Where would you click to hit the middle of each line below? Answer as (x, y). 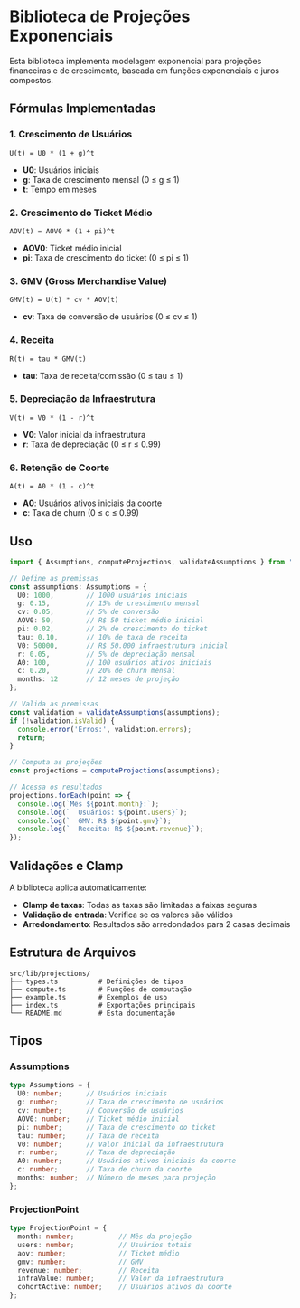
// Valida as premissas (54, 704)
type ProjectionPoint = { (58, 1228)
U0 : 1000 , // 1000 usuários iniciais (103, 595)
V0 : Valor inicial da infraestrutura (84, 434)
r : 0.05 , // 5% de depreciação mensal (107, 654)
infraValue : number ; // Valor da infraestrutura (121, 1279)
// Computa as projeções (56, 763)
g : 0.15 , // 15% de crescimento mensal (109, 603)
